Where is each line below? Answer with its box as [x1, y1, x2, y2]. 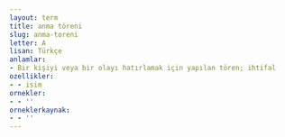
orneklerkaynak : [9, 105, 70, 114]
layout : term [9, 13, 59, 23]
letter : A [9, 38, 47, 48]
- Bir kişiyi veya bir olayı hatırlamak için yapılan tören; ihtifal [9, 64, 277, 73]
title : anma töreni [9, 22, 83, 31]
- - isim [9, 80, 42, 89]
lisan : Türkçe [9, 47, 63, 56]
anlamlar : [9, 55, 47, 64]
